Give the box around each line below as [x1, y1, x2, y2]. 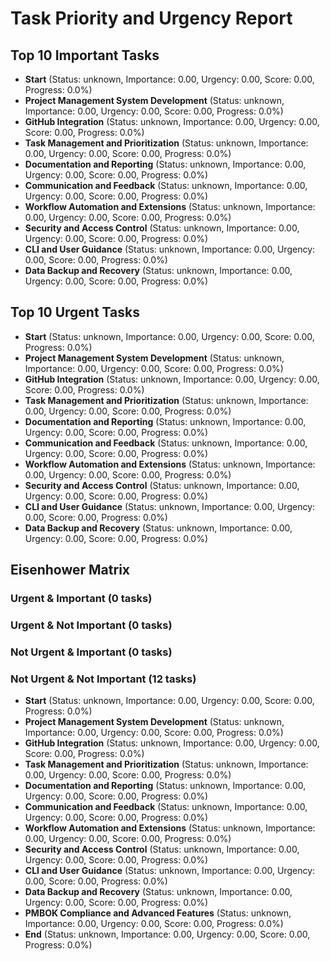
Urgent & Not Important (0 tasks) [10, 618, 173, 632]
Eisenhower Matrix [10, 562, 131, 579]
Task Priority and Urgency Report [10, 7, 293, 30]
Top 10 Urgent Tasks [10, 304, 140, 321]
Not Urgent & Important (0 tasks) [10, 645, 173, 659]
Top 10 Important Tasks [10, 47, 160, 64]
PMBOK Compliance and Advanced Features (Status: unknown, [24, 907, 292, 919]
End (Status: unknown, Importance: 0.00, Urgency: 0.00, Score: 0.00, [24, 928, 311, 941]
